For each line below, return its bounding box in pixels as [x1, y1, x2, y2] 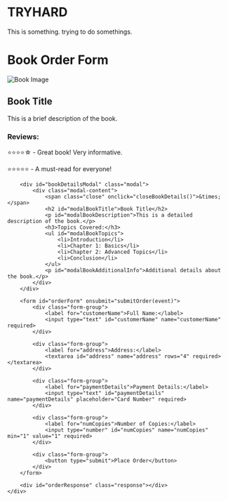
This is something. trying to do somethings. [7, 27, 133, 36]
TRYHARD [7, 4, 68, 20]
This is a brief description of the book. [7, 114, 118, 123]
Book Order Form [7, 52, 109, 68]
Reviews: [7, 131, 40, 141]
